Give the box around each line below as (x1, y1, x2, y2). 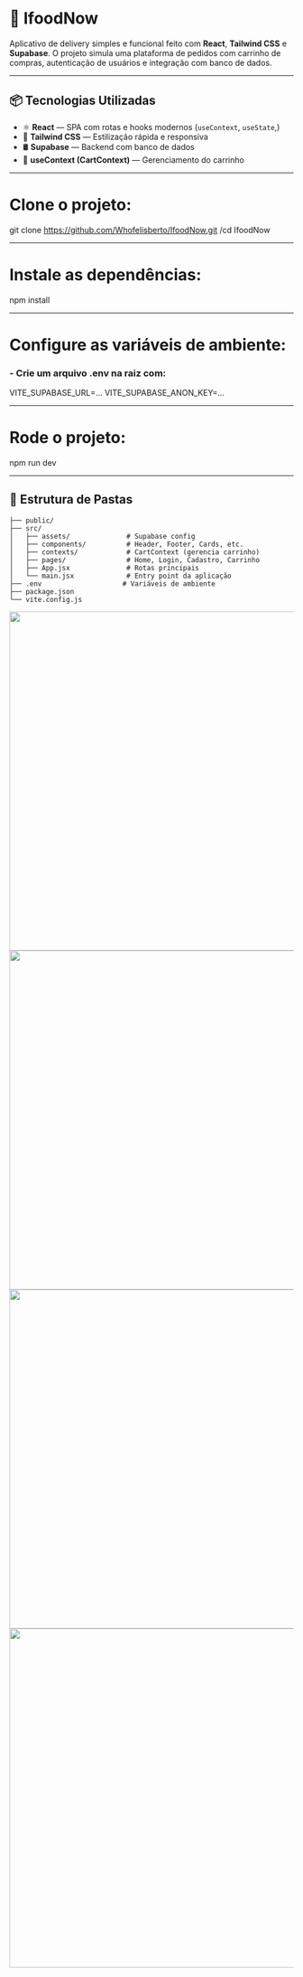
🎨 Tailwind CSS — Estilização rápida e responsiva (22, 131, 209, 142)
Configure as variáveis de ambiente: (9, 334, 287, 355)
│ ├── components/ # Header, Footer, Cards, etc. (9, 540, 244, 549)
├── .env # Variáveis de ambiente (9, 579, 216, 588)
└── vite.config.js (9, 595, 83, 604)
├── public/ (9, 515, 54, 525)
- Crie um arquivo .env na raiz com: (9, 366, 167, 379)
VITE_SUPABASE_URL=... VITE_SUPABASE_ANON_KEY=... (9, 388, 225, 399)
